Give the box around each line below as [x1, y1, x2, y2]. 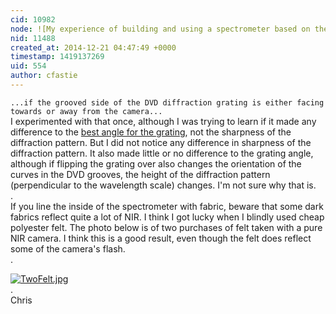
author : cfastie [10, 71, 78, 81]
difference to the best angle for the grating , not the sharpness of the [10, 126, 292, 138]
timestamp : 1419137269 [10, 52, 105, 62]
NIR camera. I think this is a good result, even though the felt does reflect [10, 232, 312, 244]
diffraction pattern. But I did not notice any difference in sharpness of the [10, 136, 312, 148]
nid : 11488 [10, 33, 56, 43]
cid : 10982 [10, 14, 56, 25]
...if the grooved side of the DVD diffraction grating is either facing [10, 97, 325, 108]
